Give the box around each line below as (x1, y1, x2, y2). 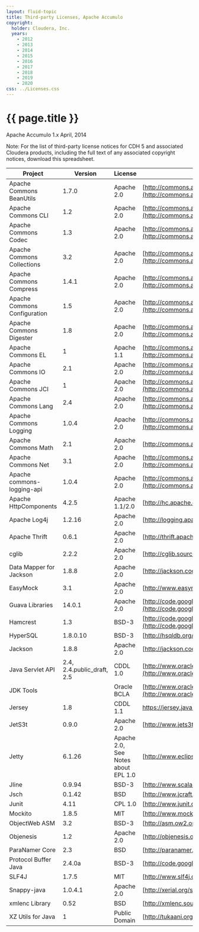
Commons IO (9, 367, 46, 376)
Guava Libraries (9, 601, 53, 609)
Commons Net (9, 461, 49, 469)
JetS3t (9, 720, 28, 728)
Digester (9, 334, 33, 342)
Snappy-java (9, 886, 46, 894)
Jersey (9, 703, 28, 711)
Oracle (114, 682, 133, 690)
